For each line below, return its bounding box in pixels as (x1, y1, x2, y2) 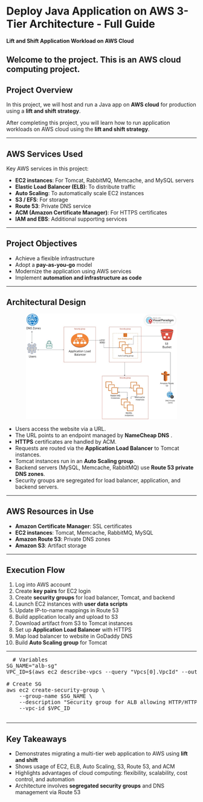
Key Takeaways (6, 733, 67, 744)
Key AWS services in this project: (6, 165, 89, 172)
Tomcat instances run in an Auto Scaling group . (14, 457, 135, 464)
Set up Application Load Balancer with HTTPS (14, 626, 132, 633)
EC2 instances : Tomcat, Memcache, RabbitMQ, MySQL (14, 529, 154, 536)
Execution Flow (6, 565, 65, 575)
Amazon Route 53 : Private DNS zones (14, 535, 111, 543)
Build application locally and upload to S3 (14, 613, 118, 621)
